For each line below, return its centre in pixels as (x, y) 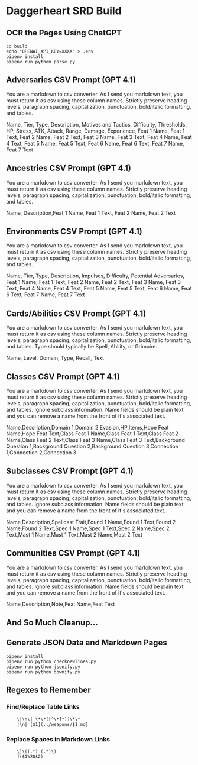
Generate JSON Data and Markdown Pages (87, 643)
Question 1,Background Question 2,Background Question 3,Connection (92, 446)
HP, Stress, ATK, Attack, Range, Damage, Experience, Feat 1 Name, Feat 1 (95, 131)
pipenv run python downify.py (43, 672)
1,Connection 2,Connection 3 (41, 453)
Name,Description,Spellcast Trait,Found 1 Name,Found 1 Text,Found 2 (91, 522)
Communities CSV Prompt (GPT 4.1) (73, 553)
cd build (17, 46)
